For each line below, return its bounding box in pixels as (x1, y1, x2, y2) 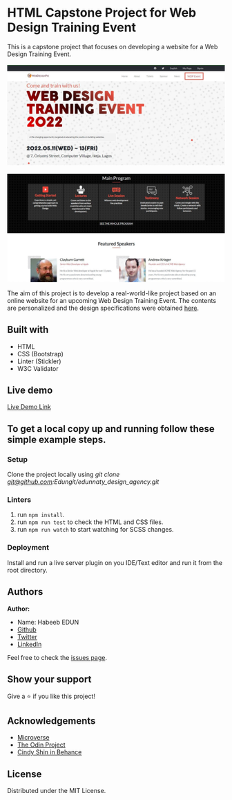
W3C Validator (17, 364, 59, 372)
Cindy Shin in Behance (17, 748, 82, 756)
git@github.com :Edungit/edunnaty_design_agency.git (7, 478, 159, 486)
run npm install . (17, 511, 65, 519)
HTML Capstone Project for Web (7, 5, 197, 21)
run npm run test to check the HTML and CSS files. (17, 518, 164, 526)
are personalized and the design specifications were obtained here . (7, 304, 199, 312)
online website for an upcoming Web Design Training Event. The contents (7, 296, 216, 304)
